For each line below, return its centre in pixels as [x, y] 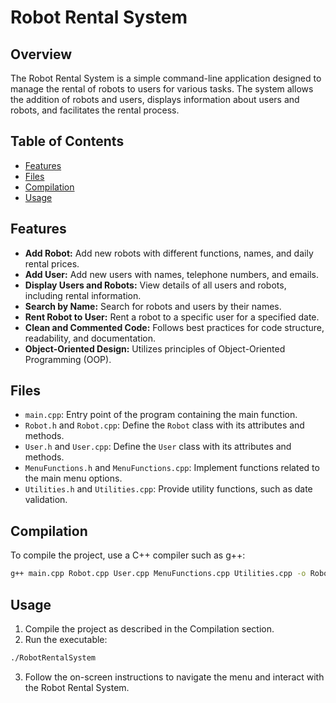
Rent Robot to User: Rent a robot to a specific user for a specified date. [172, 317]
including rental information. [83, 295]
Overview [41, 54]
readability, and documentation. [90, 338]
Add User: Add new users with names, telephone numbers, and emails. [172, 274]
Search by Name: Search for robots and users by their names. [153, 306]
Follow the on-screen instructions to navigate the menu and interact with [174, 677]
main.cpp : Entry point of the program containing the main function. [161, 415]
